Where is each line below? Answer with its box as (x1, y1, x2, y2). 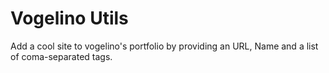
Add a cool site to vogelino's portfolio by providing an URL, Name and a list (10, 40, 319, 52)
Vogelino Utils (10, 7, 129, 30)
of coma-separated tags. (10, 50, 113, 62)
